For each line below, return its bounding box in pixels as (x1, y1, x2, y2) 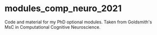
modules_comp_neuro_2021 (4, 3, 122, 14)
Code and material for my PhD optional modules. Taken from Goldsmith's (4, 19, 153, 25)
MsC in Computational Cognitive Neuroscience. (4, 24, 101, 30)
